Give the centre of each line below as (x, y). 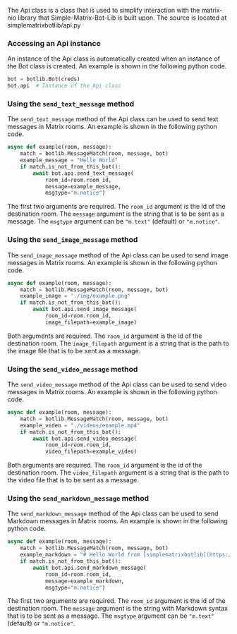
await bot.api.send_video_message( (85, 439)
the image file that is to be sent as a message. (74, 350)
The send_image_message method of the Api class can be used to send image (118, 255)
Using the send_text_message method (71, 104)
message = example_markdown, (85, 581)
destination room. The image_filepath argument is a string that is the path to (118, 343)
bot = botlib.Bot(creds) (44, 79)
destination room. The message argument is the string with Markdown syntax (117, 609)
